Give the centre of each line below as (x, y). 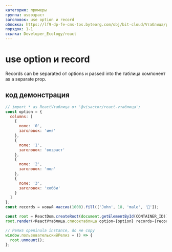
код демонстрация (38, 95)
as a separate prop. (26, 79)
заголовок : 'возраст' (42, 150)
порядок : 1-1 (19, 29)
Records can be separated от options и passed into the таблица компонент (85, 73)
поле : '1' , (30, 145)
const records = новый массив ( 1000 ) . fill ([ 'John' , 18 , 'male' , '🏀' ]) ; (82, 207)
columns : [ (21, 117)
